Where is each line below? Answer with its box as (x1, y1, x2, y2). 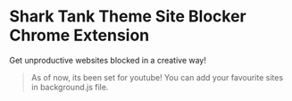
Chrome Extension (9, 25, 150, 46)
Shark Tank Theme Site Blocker (9, 6, 247, 27)
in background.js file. (30, 81, 109, 92)
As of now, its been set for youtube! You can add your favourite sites (30, 72, 284, 82)
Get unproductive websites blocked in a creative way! (9, 55, 207, 65)
